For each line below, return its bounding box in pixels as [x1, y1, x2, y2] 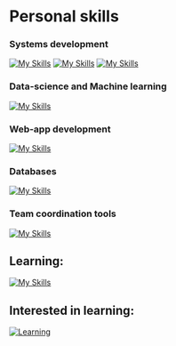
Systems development [9, 38, 108, 51]
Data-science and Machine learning [9, 80, 167, 93]
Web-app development [9, 123, 111, 135]
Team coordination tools [9, 207, 117, 220]
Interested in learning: [9, 302, 135, 318]
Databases [9, 165, 57, 177]
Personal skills [9, 6, 120, 27]
